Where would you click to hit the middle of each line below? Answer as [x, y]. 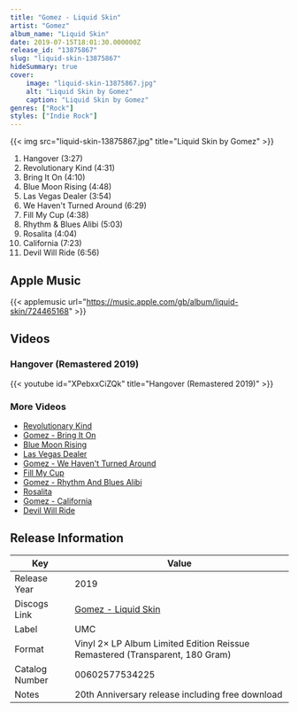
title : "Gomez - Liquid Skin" [66, 17]
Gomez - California [57, 500]
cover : [22, 75]
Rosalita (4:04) [50, 234]
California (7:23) [52, 244]
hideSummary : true [44, 67]
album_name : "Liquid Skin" [60, 34]
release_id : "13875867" [54, 50]
